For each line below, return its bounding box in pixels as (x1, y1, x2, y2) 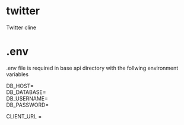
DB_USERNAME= (6, 95, 49, 102)
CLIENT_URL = (6, 112, 42, 120)
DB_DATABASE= (6, 88, 46, 96)
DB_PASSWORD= (6, 101, 49, 108)
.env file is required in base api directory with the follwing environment (6, 64, 179, 71)
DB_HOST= (6, 82, 34, 89)
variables (6, 70, 28, 78)
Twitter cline (6, 24, 37, 31)
